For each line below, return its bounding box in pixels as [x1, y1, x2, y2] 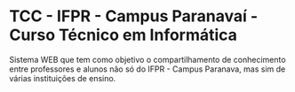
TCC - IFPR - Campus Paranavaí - [9, 6, 259, 27]
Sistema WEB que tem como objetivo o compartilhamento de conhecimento [9, 54, 286, 65]
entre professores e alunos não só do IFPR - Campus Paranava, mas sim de [9, 64, 286, 74]
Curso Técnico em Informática [9, 25, 238, 45]
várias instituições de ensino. [9, 73, 116, 83]
